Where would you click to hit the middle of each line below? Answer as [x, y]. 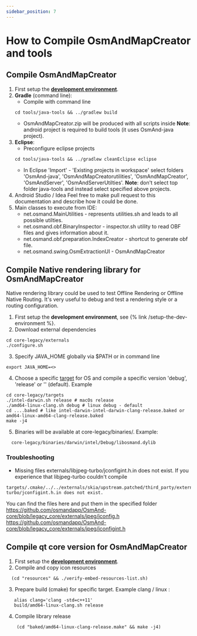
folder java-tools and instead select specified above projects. [97, 188]
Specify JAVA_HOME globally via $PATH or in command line [87, 356]
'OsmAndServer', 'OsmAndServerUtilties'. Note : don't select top [101, 183]
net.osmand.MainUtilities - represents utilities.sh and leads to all [101, 214]
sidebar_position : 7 [31, 11]
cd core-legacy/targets [35, 395]
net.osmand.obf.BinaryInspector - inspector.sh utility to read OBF [102, 226]
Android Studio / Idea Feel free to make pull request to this [85, 195]
